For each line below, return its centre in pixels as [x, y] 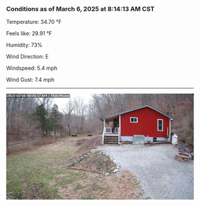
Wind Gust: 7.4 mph [30, 80]
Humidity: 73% [24, 45]
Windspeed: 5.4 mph [32, 68]
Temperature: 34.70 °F [34, 22]
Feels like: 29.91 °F [29, 33]
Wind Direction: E [27, 57]
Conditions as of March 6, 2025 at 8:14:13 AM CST [80, 9]
